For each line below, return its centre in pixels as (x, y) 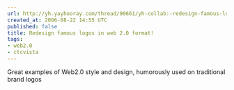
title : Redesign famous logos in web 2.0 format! (81, 33)
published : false (32, 26)
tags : (15, 39)
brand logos (24, 79)
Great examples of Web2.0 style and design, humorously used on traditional (116, 72)
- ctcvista (23, 53)
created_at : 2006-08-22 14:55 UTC (57, 20)
